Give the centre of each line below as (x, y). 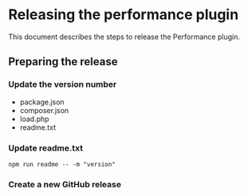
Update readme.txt (46, 147)
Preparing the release (63, 62)
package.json (42, 102)
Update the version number (63, 84)
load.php (34, 119)
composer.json (44, 110)
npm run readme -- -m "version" (62, 164)
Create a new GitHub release (65, 184)
